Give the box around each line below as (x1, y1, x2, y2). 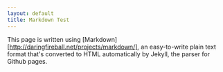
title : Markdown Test (7, 16, 70, 23)
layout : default (7, 10, 54, 17)
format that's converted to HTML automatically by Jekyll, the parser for (7, 49, 211, 58)
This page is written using (7, 35, 81, 43)
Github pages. (7, 57, 48, 65)
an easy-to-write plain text (141, 43, 217, 51)
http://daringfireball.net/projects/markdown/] (9, 43, 138, 51)
